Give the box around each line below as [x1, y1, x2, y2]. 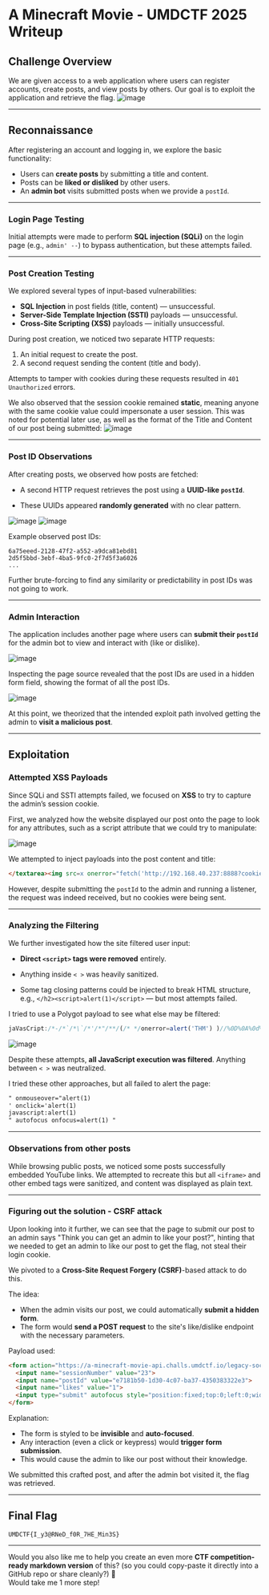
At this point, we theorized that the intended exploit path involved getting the [8, 708, 261, 718]
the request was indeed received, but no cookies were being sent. [8, 892, 227, 902]
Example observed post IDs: [8, 531, 102, 541]
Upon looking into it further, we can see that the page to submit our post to [8, 1224, 255, 1233]
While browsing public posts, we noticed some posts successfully [8, 1161, 226, 1171]
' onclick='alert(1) [8, 1102, 78, 1110]
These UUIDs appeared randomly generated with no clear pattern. [19, 500, 242, 510]
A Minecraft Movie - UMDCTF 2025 [8, 6, 247, 24]
